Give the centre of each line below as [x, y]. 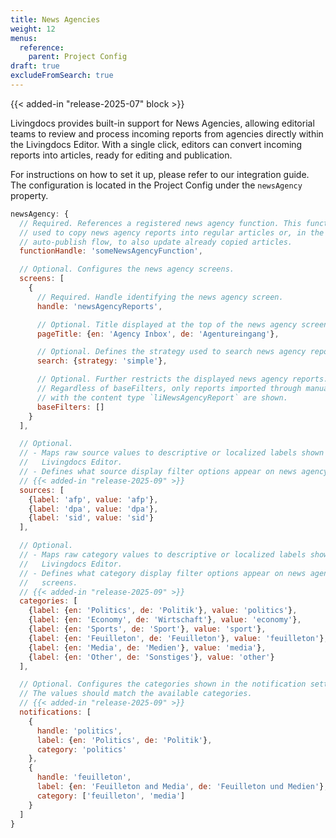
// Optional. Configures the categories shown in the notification [163, 684]
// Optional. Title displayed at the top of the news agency [167, 324]
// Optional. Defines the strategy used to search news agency [171, 352]
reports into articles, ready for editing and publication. [121, 155]
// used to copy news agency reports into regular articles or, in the [172, 232]
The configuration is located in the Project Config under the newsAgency [156, 185]
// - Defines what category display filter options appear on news [163, 573]
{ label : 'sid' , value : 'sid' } [91, 518]
